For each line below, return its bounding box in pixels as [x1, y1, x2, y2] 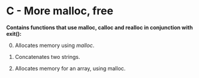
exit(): [6, 30, 22, 37]
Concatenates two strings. [14, 53, 80, 60]
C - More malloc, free [6, 4, 114, 18]
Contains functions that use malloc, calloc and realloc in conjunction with [6, 24, 193, 31]
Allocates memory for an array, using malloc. [14, 64, 126, 72]
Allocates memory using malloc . [14, 42, 95, 49]
